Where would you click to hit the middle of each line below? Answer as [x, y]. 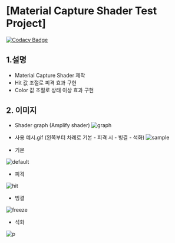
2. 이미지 [22, 111]
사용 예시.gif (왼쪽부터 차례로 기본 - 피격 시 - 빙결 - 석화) [80, 137]
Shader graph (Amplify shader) [52, 125]
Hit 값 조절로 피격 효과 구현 [45, 82]
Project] [26, 23]
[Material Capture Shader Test [82, 11]
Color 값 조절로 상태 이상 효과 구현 [54, 90]
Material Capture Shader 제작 [50, 75]
